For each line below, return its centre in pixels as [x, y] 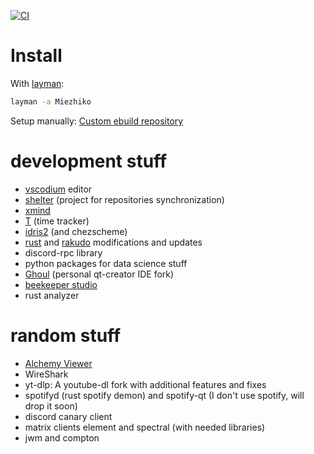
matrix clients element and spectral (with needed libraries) [145, 427]
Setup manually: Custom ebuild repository [97, 121]
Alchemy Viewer [58, 363]
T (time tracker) [57, 221]
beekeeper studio [61, 284]
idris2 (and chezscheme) [76, 231]
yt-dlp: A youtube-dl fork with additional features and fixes [145, 384]
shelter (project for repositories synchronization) [124, 199]
